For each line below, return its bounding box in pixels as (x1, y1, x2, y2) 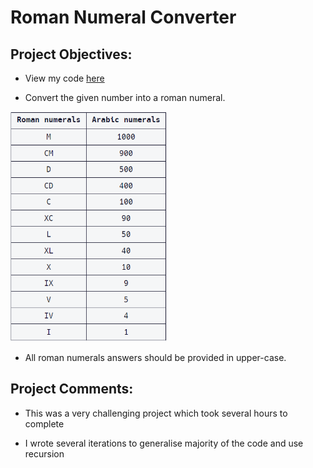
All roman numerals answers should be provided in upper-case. (24, 351, 287, 363)
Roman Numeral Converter (10, 6, 237, 29)
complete (24, 417, 65, 430)
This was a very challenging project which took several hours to (24, 407, 288, 419)
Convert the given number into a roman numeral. (24, 92, 226, 103)
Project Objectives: (10, 46, 133, 63)
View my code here (24, 72, 105, 84)
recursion (24, 447, 65, 460)
